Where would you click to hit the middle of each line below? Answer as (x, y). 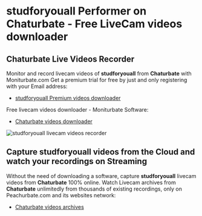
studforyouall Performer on (77, 11)
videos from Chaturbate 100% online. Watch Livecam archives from (91, 182)
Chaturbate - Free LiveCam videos (94, 24)
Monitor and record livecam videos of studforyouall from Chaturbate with (99, 73)
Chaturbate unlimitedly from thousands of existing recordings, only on (94, 189)
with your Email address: (37, 86)
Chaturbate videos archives (50, 207)
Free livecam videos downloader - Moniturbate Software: (77, 110)
